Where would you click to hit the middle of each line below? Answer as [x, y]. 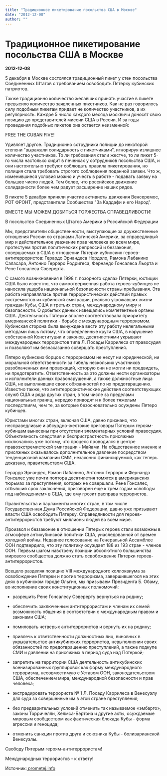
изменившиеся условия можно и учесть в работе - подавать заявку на [81, 176]
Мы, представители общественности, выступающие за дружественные [82, 232]
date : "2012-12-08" [25, 15]
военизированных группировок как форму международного [77, 668]
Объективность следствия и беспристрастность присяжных [70, 436]
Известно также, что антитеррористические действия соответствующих [83, 390]
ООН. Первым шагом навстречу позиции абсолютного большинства [79, 551]
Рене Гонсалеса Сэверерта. [35, 269]
